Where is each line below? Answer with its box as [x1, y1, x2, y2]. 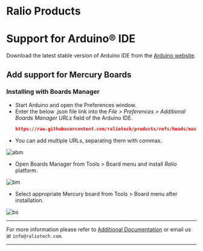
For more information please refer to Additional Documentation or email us [6, 226, 192, 233]
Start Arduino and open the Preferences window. [14, 101, 137, 108]
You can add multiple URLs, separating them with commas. [14, 137, 162, 144]
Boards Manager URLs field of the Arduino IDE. [14, 114, 133, 122]
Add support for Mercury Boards [6, 70, 132, 80]
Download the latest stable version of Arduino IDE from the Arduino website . [6, 52, 196, 59]
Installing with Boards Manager [6, 88, 100, 96]
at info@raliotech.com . [6, 232, 63, 240]
